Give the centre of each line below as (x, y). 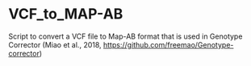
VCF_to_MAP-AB (66, 14)
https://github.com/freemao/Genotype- (169, 44)
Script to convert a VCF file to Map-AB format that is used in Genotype (125, 36)
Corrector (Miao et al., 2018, (55, 44)
